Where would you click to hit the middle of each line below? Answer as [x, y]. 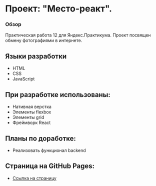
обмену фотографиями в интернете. [44, 40]
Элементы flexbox [32, 112]
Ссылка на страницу [34, 178]
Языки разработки [36, 56]
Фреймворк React [31, 122]
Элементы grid [28, 117]
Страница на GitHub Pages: [50, 166]
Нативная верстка [32, 107]
